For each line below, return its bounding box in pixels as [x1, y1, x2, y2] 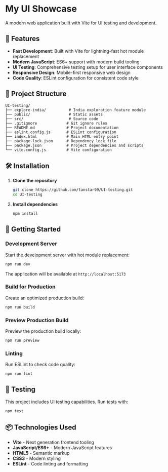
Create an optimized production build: [5, 295, 85, 301]
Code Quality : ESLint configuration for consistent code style [12, 74, 139, 81]
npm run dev [5, 261, 30, 266]
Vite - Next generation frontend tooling [12, 439, 95, 445]
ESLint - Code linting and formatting [12, 460, 89, 466]
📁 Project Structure [5, 90, 67, 98]
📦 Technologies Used [5, 423, 77, 432]
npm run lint [5, 371, 33, 376]
